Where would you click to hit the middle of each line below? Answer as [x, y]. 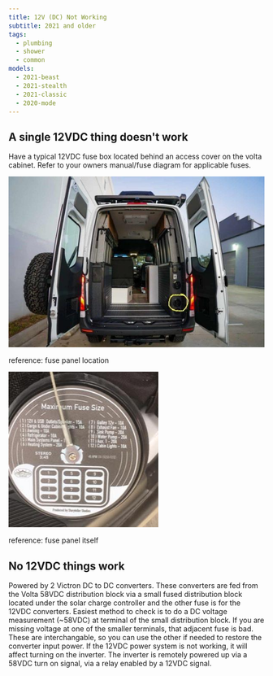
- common [30, 60]
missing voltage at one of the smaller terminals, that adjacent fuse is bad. [131, 629]
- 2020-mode [36, 103]
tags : [17, 34]
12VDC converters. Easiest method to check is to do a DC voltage [118, 611]
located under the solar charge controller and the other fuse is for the [125, 603]
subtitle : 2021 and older [52, 26]
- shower [30, 52]
